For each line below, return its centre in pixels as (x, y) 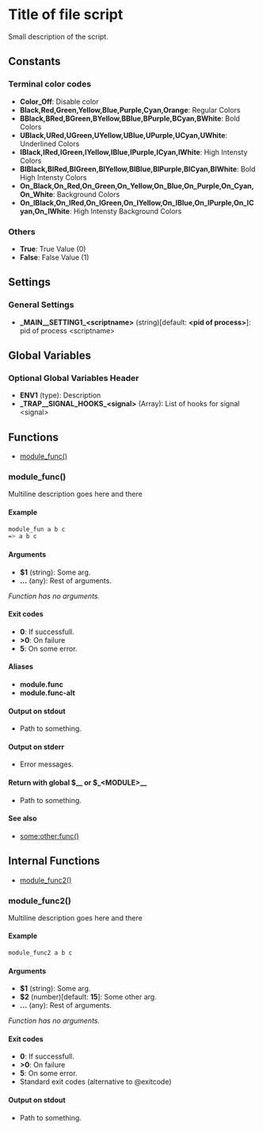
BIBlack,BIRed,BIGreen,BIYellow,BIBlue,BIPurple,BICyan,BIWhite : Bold (137, 169)
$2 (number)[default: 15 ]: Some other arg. (88, 997)
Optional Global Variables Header (74, 378)
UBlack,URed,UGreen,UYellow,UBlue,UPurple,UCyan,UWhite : (124, 135)
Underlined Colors (50, 144)
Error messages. (46, 764)
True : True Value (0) (53, 248)
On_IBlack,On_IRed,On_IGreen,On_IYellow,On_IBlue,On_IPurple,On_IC (137, 202)
